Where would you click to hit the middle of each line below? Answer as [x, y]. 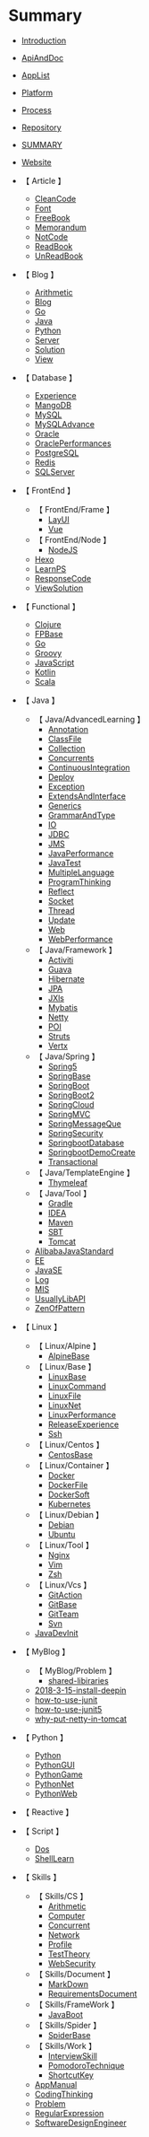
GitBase [62, 1604]
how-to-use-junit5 [68, 1709]
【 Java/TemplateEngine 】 [84, 1172]
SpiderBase [69, 2035]
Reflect [61, 891]
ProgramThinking [79, 881]
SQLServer [54, 471]
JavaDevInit [56, 1633]
